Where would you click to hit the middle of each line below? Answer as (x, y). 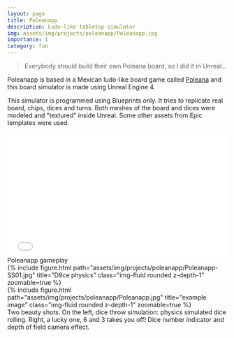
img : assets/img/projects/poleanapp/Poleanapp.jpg (82, 33)
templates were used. (38, 123)
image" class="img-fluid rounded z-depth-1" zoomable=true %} (100, 304)
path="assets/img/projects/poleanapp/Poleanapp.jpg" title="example (107, 297)
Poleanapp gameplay (38, 260)
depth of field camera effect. (49, 327)
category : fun (28, 46)
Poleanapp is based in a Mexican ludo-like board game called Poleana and (115, 80)
